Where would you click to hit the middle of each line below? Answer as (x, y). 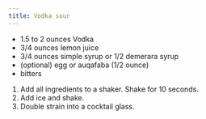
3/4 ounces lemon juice (59, 47)
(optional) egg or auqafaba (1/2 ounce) (84, 65)
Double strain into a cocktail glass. (77, 106)
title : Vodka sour (39, 16)
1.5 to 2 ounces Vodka (57, 39)
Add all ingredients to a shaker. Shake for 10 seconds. (109, 89)
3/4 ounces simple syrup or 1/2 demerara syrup (99, 56)
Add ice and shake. (52, 97)
